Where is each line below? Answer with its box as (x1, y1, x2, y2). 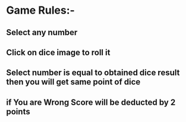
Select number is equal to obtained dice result (6, 68, 180, 78)
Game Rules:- (6, 4, 75, 17)
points (6, 107, 31, 117)
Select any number (6, 27, 78, 37)
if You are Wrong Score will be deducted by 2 (6, 97, 176, 107)
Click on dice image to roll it (6, 47, 111, 57)
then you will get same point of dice (6, 77, 141, 87)
